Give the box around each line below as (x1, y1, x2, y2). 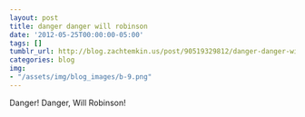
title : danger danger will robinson (9, 22, 148, 31)
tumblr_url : (9, 47, 54, 56)
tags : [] (9, 38, 43, 48)
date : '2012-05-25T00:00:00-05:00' (9, 30, 144, 39)
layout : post (9, 13, 59, 23)
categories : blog (9, 55, 75, 64)
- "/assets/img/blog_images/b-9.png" (9, 73, 152, 82)
